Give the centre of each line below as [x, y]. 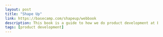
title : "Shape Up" [24, 14]
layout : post [18, 9]
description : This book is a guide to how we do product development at [80, 23]
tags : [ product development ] [34, 27]
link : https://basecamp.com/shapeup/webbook [51, 18]
